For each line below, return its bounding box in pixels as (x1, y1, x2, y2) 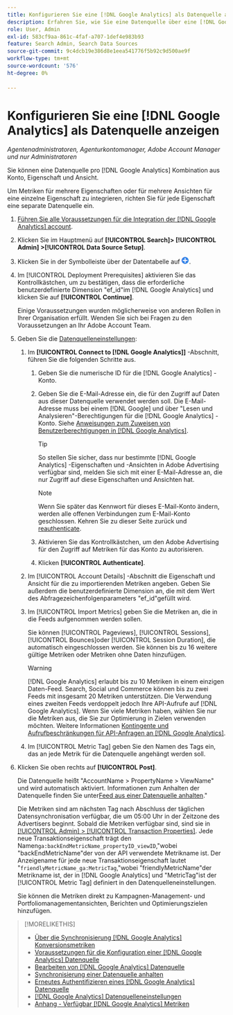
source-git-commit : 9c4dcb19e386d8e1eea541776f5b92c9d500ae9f (7, 48, 191, 55)
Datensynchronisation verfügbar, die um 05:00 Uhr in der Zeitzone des (17, 812, 220, 821)
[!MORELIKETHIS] (24, 920, 76, 928)
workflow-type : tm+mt (7, 55, 70, 62)
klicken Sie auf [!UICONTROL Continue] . (17, 293, 134, 302)
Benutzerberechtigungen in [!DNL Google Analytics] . (37, 426, 189, 435)
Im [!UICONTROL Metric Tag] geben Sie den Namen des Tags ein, (27, 743, 216, 751)
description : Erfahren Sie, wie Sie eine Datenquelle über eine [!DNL (7, 18, 216, 26)
